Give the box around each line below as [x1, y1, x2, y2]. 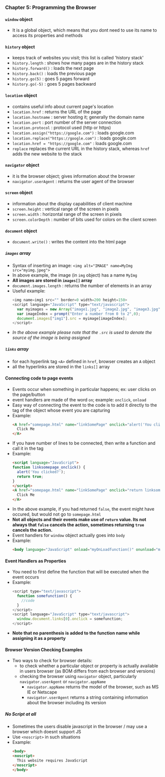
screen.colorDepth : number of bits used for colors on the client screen [12, 216, 157, 222]
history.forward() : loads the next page [12, 65, 94, 71]
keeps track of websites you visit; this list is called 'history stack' [12, 55, 144, 61]
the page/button [12, 391, 45, 397]
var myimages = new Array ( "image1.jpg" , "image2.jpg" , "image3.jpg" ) [17, 306, 163, 312]
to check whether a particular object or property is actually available [19, 663, 159, 669]
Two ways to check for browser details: [12, 658, 93, 664]
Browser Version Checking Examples [5, 646, 83, 652]
